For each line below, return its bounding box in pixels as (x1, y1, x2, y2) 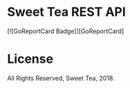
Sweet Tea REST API (7, 4, 126, 20)
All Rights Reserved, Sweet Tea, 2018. (7, 74, 115, 82)
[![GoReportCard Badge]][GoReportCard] (7, 27, 124, 35)
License (7, 51, 54, 67)
